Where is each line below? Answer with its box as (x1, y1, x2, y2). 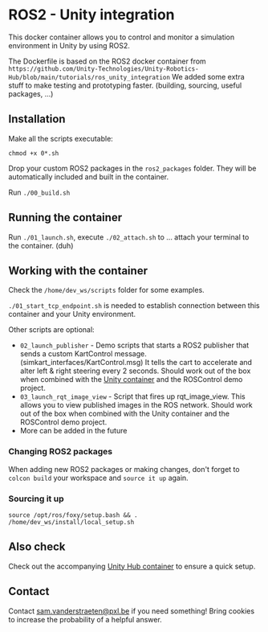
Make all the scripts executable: (8, 133, 114, 143)
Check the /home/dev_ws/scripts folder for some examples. (8, 285, 205, 295)
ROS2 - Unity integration (8, 6, 175, 24)
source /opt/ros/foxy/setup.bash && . (8, 511, 138, 519)
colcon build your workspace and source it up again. (8, 473, 189, 482)
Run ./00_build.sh (8, 187, 71, 197)
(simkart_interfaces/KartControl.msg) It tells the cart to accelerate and (19, 358, 253, 367)
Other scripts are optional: (8, 325, 95, 334)
